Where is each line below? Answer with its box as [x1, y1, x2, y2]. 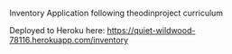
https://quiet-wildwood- [107, 25, 196, 35]
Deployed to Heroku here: [9, 25, 106, 35]
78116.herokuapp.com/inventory [9, 35, 129, 45]
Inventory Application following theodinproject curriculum [9, 8, 224, 18]
